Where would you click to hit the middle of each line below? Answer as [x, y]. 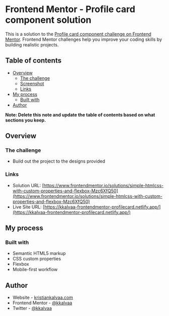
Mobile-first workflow [35, 270]
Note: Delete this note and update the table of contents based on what [80, 115]
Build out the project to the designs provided [59, 161]
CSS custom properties [37, 259]
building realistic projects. [32, 44]
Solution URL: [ [28, 185]
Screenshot [32, 83]
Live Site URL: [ [29, 207]
